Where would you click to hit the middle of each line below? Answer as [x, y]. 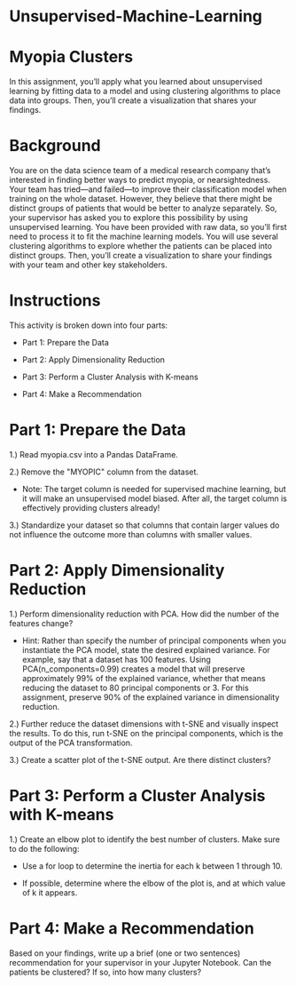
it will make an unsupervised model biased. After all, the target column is [155, 498]
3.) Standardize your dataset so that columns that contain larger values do [144, 525]
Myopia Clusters [71, 57]
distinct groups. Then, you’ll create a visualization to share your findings [141, 256]
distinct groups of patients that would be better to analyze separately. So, [143, 208]
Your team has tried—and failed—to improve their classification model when [148, 189]
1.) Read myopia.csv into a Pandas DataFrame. [94, 454]
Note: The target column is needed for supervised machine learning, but [154, 489]
